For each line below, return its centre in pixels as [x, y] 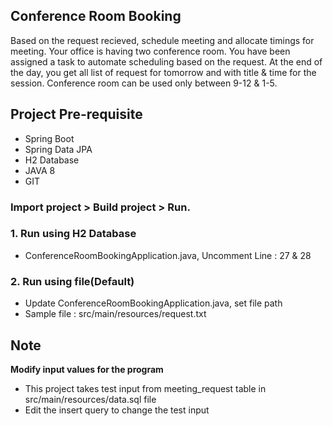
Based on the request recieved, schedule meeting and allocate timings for [162, 40]
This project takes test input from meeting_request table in [145, 388]
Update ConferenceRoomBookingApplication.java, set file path [153, 303]
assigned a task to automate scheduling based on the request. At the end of [166, 61]
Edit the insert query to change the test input [117, 410]
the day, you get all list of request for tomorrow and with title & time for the [163, 72]
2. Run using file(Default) [72, 281]
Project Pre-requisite [76, 114]
